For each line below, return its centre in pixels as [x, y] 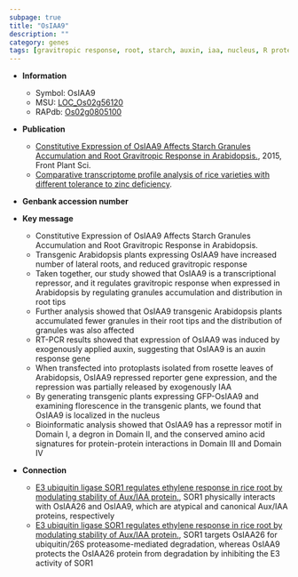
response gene [63, 359]
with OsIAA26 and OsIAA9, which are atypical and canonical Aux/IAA [161, 507]
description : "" [39, 34]
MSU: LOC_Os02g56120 [79, 102]
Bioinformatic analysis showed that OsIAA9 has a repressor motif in [158, 425]
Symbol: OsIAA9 [65, 93]
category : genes [39, 42]
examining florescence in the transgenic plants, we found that [148, 406]
